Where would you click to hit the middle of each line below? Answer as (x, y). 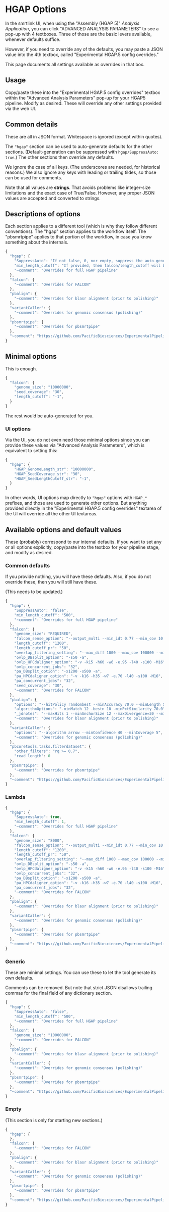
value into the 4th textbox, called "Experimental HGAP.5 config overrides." (82, 55)
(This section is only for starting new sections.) (54, 1120)
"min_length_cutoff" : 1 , (40, 822)
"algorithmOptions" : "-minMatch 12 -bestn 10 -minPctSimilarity (83, 709)
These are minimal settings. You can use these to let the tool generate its (81, 973)
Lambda (15, 797)
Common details (31, 125)
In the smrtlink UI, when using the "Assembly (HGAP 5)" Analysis (72, 23)
